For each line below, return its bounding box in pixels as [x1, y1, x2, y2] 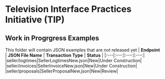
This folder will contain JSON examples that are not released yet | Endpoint [5, 47, 161, 53]
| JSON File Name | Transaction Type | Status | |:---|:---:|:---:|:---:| [5, 52, 145, 58]
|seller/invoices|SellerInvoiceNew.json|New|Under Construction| [5, 63, 137, 69]
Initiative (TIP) [5, 14, 65, 25]
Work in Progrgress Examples [5, 34, 99, 42]
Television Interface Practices [5, 3, 132, 15]
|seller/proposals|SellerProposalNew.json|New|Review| [5, 68, 118, 74]
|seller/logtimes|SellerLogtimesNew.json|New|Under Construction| [5, 58, 142, 63]
